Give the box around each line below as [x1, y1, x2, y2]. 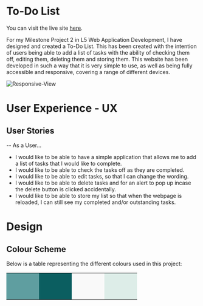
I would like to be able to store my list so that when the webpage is [15, 192, 182, 199]
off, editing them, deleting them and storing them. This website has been [6, 55, 188, 63]
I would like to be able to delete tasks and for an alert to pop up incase [15, 179, 191, 186]
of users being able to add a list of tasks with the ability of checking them [6, 49, 190, 56]
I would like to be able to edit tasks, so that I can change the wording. [15, 172, 189, 180]
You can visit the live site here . [6, 24, 83, 32]
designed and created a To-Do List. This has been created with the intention [6, 42, 197, 50]
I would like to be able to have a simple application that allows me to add [15, 153, 196, 160]
